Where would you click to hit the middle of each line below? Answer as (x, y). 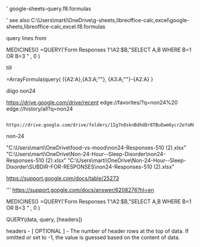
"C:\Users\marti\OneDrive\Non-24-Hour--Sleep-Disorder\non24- (86, 154)
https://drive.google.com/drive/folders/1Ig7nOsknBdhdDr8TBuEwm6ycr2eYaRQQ (102, 125)
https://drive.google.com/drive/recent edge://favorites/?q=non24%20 (92, 102)
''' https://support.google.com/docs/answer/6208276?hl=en (80, 190)
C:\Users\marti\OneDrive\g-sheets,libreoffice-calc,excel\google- (110, 20)
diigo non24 (21, 91)
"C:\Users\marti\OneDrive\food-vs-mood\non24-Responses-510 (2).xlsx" (96, 148)
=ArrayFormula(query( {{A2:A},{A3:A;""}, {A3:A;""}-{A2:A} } (80, 79)
